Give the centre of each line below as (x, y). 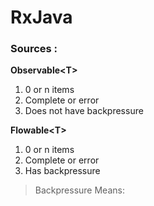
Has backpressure (62, 171)
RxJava (41, 17)
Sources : (34, 49)
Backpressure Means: (79, 190)
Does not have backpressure (84, 111)
